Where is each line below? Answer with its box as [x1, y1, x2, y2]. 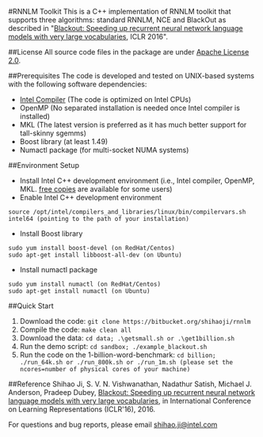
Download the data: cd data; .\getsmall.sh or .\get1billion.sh [19, 333, 235, 343]
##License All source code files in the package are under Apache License [8, 47, 250, 56]
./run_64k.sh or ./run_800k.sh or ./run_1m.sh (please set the [19, 359, 234, 367]
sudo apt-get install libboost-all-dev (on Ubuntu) [8, 251, 182, 259]
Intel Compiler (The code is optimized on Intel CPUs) [19, 95, 192, 104]
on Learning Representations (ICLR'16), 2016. [8, 405, 156, 414]
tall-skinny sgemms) [19, 128, 87, 138]
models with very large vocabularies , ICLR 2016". [8, 32, 169, 41]
